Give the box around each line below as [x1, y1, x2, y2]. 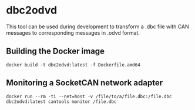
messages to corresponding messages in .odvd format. [6, 29, 140, 36]
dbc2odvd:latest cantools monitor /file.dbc [6, 98, 117, 105]
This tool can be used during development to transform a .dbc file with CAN [6, 23, 189, 30]
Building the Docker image [6, 46, 105, 56]
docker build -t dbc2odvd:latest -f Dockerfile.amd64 [6, 62, 141, 68]
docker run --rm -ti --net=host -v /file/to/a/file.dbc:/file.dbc [6, 94, 172, 99]
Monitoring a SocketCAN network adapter [6, 78, 163, 88]
